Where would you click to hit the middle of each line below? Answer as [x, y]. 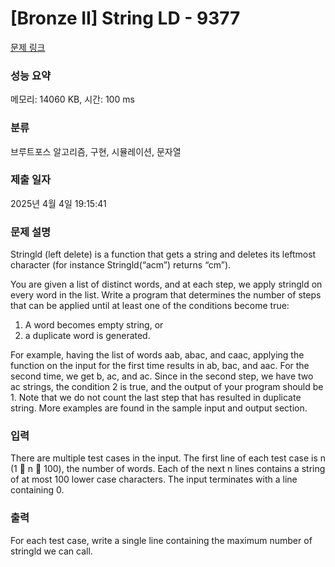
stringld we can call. [51, 551]
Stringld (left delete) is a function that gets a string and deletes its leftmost [163, 254]
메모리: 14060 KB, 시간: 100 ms [72, 99]
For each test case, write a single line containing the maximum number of [161, 540]
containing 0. [37, 490]
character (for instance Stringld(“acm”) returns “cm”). [121, 265]
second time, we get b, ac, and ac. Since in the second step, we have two [162, 376]
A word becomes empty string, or [94, 325]
